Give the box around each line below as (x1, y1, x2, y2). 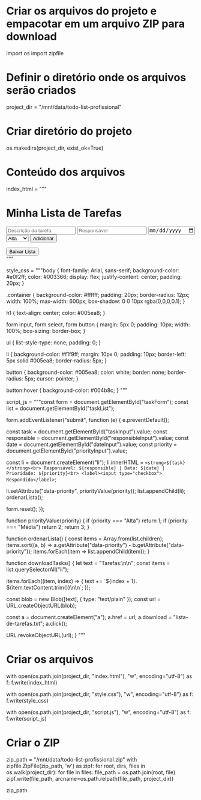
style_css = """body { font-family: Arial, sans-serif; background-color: (6, 267, 179, 274)
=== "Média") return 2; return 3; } (6, 524, 90, 531)
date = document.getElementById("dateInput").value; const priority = (6, 441, 178, 448)
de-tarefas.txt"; (6, 620, 44, 627)
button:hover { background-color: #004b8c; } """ (6, 386, 128, 394)
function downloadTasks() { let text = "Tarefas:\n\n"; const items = (6, 560, 170, 567)
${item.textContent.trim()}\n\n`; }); (6, 584, 91, 591)
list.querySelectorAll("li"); (6, 566, 69, 573)
